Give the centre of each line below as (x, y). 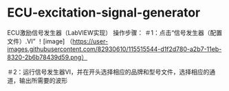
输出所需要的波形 (43, 80)
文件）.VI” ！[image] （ (40, 41)
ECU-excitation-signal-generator (104, 13)
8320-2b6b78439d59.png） (47, 57)
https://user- (90, 41)
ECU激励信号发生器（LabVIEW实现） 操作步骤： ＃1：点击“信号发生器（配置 (115, 32)
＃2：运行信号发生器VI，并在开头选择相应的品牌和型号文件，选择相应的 (108, 72)
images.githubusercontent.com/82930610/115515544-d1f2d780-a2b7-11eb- (115, 49)
